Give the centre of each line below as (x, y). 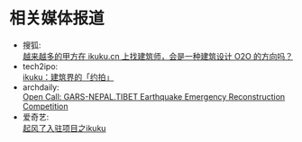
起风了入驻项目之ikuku (64, 128)
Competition (46, 106)
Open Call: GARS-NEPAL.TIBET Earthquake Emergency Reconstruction (154, 96)
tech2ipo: (40, 66)
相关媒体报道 (57, 18)
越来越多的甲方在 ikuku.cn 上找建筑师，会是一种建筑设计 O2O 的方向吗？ (158, 56)
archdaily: (41, 87)
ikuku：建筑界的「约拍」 (68, 76)
